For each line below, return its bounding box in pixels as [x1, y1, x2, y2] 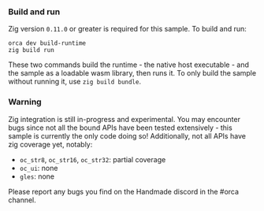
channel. [8, 195, 37, 205]
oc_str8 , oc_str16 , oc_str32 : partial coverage [19, 154, 166, 164]
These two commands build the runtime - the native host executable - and [8, 60, 250, 69]
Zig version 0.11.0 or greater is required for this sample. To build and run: [8, 24, 247, 34]
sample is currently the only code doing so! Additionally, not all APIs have [8, 131, 247, 140]
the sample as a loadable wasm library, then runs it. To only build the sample [8, 68, 257, 78]
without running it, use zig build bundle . [8, 77, 142, 87]
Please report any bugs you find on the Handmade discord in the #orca [8, 187, 239, 196]
